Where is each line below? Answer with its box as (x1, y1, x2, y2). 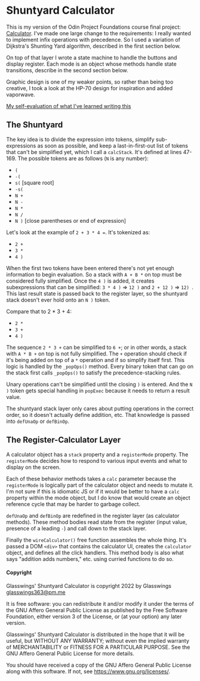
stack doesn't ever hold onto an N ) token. (6, 296, 110, 303)
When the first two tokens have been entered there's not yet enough (6, 264, 174, 272)
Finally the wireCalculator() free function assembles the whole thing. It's (6, 536, 187, 544)
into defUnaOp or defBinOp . (6, 418, 70, 425)
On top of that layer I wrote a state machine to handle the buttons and (6, 54, 177, 61)
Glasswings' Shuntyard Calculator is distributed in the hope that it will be (6, 631, 185, 638)
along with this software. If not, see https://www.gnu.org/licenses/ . (6, 667, 170, 675)
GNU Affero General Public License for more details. (6, 649, 134, 657)
